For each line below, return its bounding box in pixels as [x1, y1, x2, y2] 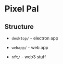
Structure [4, 23, 34, 31]
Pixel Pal [4, 3, 39, 14]
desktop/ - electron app [11, 35, 59, 41]
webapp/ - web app [11, 45, 49, 50]
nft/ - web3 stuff [11, 54, 46, 60]
